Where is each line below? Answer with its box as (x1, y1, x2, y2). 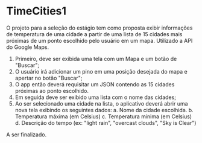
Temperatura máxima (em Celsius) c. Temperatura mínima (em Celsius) (14, 113, 192, 120)
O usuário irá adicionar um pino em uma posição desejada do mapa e (14, 68, 188, 75)
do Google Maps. (6, 43, 49, 51)
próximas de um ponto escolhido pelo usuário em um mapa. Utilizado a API (6, 37, 193, 44)
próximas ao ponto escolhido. (14, 87, 89, 94)
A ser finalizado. (6, 131, 47, 138)
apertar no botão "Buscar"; (14, 74, 83, 81)
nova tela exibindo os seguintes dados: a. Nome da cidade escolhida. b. (14, 106, 194, 113)
